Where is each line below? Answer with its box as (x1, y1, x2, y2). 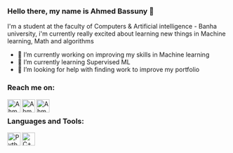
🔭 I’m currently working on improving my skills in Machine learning (17, 50, 210, 59)
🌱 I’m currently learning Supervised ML (17, 58, 131, 66)
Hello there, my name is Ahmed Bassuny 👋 (7, 6, 154, 16)
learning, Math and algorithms (7, 37, 95, 45)
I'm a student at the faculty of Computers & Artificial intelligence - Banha (7, 22, 218, 31)
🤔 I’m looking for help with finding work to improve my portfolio (17, 66, 200, 74)
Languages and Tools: (7, 116, 84, 126)
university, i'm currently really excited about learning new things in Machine (7, 29, 226, 38)
